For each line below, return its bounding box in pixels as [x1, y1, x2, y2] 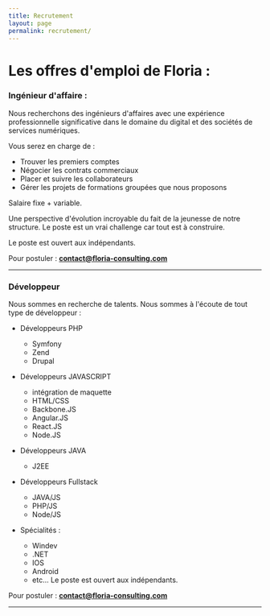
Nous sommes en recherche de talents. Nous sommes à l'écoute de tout [8, 300, 247, 309]
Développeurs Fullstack [19, 477, 98, 487]
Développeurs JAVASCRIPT [19, 372, 112, 382]
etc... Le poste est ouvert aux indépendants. [31, 575, 178, 585]
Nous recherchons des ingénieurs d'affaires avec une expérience [8, 108, 225, 118]
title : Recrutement [8, 11, 74, 20]
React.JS [31, 422, 63, 432]
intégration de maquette [31, 387, 112, 397]
